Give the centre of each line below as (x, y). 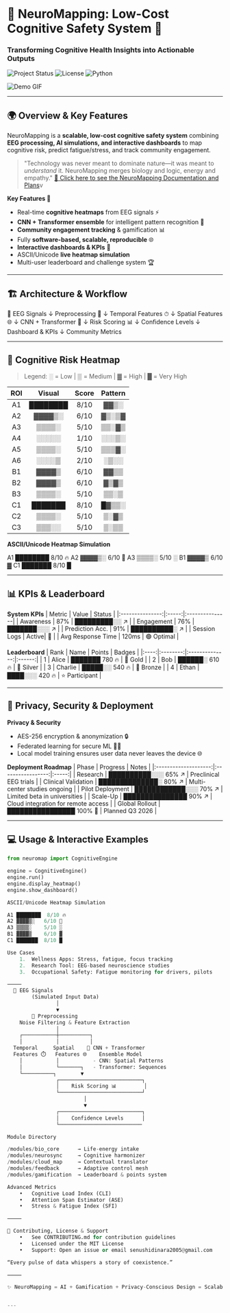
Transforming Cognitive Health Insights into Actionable (101, 50)
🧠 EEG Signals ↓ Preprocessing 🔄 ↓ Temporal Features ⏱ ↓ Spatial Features (115, 314)
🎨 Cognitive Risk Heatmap (64, 360)
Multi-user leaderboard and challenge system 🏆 (86, 263)
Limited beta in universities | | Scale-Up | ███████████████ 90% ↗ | (110, 796)
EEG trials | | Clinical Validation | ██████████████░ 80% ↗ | (97, 782)
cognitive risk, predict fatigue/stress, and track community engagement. (109, 150)
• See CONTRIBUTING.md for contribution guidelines (98, 1238)
